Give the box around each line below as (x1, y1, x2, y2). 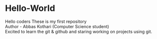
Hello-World (5, 3, 55, 14)
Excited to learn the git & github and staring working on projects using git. (5, 29, 152, 34)
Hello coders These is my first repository (5, 19, 87, 24)
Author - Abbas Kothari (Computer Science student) (5, 23, 109, 29)
